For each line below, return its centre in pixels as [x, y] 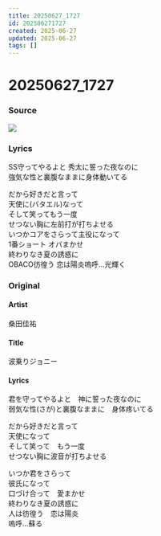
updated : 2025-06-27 [43, 38]
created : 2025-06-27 [43, 31]
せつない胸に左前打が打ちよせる [61, 224]
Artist [18, 305]
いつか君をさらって [40, 473]
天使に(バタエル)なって [46, 204]
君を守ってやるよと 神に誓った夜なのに [75, 399]
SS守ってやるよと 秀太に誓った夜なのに [73, 166]
